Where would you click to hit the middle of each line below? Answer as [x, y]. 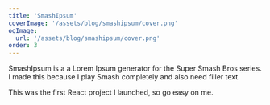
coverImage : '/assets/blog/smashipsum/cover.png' [93, 23]
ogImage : [23, 30]
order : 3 [23, 46]
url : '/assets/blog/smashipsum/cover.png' [88, 38]
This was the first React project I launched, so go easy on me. [111, 92]
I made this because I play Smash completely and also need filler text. [124, 77]
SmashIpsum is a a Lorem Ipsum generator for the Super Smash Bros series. [135, 68]
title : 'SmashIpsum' [43, 16]
